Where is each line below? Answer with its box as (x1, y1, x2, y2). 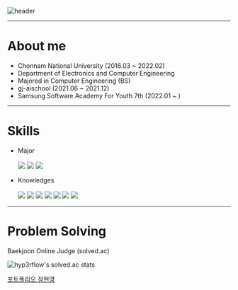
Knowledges (17, 175, 55, 184)
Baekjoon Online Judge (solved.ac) (7, 246, 110, 255)
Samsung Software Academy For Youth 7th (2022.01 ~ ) (17, 91, 181, 100)
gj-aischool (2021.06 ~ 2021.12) (17, 83, 110, 92)
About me (7, 38, 67, 54)
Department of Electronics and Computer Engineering (17, 69, 175, 77)
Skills (7, 123, 40, 139)
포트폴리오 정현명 (7, 274, 55, 283)
